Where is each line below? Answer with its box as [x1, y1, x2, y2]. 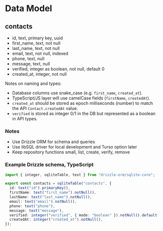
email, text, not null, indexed [12, 50, 69, 56]
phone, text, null [12, 56, 45, 61]
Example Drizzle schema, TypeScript [5, 161, 94, 168]
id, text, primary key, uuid [12, 35, 63, 41]
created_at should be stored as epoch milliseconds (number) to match [12, 100, 153, 106]
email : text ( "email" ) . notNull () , [9, 199, 77, 204]
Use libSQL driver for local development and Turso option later [12, 144, 137, 150]
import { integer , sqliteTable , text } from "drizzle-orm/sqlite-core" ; [5, 172, 155, 177]
